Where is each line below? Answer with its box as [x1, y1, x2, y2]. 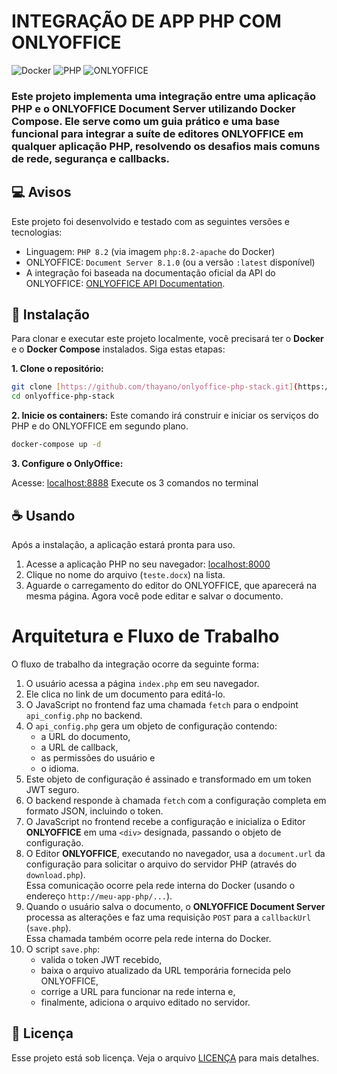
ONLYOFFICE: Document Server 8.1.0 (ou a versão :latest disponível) [25, 256, 316, 268]
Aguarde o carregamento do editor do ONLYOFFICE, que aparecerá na [25, 579, 318, 591]
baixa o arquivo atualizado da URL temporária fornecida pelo [40, 964, 291, 976]
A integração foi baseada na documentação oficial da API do [25, 266, 276, 279]
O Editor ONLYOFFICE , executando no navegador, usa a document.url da [25, 847, 326, 859]
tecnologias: [11, 226, 63, 238]
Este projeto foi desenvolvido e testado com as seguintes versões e [11, 215, 290, 227]
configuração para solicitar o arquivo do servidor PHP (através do [25, 858, 298, 870]
